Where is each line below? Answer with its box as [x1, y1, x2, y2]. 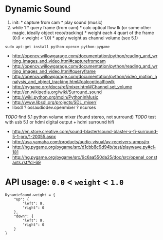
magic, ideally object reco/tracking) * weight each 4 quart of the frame [12, 30, 154, 35]
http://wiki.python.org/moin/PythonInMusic [12, 94, 99, 100]
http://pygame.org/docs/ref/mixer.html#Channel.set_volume [12, 84, 132, 89]
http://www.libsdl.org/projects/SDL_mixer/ [12, 99, 97, 105]
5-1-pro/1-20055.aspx [12, 134, 56, 139]
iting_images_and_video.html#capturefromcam [12, 58, 106, 64]
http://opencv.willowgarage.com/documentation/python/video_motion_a [12, 73, 157, 79]
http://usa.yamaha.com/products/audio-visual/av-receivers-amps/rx [12, 138, 150, 144]
